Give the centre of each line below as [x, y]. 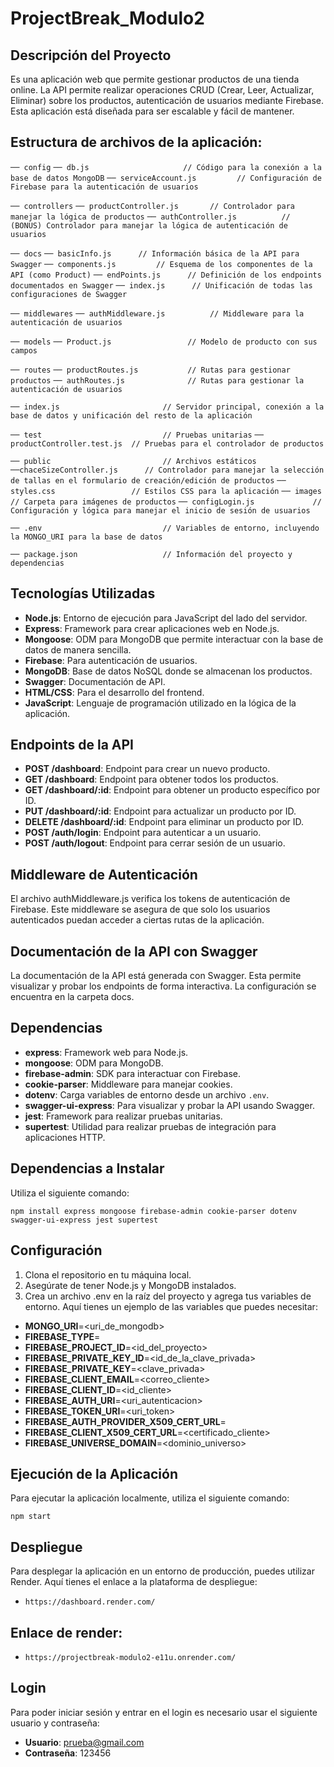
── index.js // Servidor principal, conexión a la [167, 407]
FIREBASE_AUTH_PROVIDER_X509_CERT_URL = [125, 1421]
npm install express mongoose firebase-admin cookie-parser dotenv [154, 1211]
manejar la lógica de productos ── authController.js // [150, 217]
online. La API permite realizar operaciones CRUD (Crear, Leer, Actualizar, [162, 90]
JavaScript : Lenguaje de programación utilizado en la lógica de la [160, 703]
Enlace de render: [66, 1632]
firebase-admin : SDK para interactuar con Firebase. [133, 1073]
